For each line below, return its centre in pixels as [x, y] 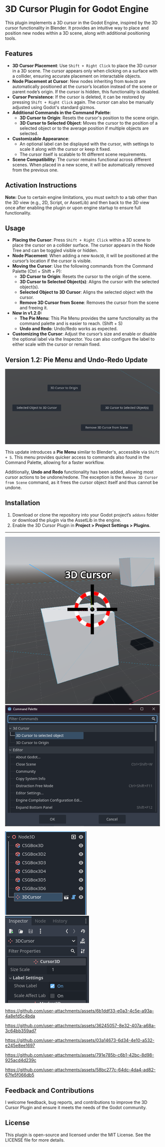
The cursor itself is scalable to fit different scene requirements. [83, 154]
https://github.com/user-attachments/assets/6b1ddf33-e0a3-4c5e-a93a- [80, 1011]
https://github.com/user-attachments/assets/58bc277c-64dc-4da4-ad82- [81, 1070]
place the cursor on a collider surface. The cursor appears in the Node [84, 245]
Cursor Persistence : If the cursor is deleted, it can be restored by [79, 97]
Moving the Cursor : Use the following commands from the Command [82, 266]
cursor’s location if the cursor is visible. [52, 261]
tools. [11, 38]
